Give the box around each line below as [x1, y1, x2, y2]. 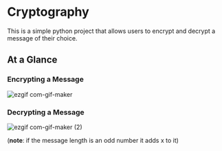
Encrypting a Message [7, 75, 84, 84]
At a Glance [7, 54, 58, 66]
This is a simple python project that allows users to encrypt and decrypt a [7, 27, 216, 35]
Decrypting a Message [7, 107, 85, 117]
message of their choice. [7, 34, 78, 42]
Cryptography [7, 4, 89, 20]
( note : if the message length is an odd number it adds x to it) [7, 136, 179, 144]
